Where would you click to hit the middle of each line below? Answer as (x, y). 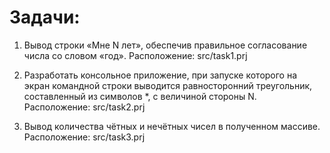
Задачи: (45, 17)
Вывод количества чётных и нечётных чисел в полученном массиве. (172, 126)
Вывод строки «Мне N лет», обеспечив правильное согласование (165, 45)
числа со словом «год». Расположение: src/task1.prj (135, 55)
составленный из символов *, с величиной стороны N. (140, 96)
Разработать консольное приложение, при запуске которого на (160, 75)
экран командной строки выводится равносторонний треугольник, (168, 85)
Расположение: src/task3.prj (84, 137)
